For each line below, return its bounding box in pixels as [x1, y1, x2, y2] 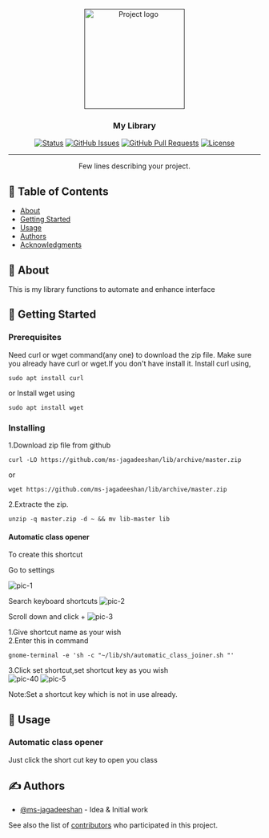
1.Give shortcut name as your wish [8, 627, 122, 638]
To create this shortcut [8, 550, 83, 560]
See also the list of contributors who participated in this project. [8, 820, 219, 830]
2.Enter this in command [8, 636, 89, 646]
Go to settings [8, 565, 54, 575]
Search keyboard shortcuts [8, 597, 98, 606]
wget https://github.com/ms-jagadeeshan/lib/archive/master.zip [8, 485, 227, 493]
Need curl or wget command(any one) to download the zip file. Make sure [8, 350, 252, 359]
